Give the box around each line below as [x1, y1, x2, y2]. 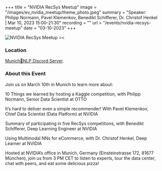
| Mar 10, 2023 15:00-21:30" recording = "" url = [5, 20, 102, 26]
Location [5, 47, 27, 54]
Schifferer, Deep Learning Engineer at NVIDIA [5, 125, 97, 132]
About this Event [5, 70, 46, 77]
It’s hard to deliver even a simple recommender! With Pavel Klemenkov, [5, 106, 149, 112]
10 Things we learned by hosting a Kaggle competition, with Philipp [5, 91, 141, 97]
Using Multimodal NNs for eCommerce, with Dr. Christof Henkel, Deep [5, 135, 147, 141]
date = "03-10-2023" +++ [24, 25, 76, 31]
